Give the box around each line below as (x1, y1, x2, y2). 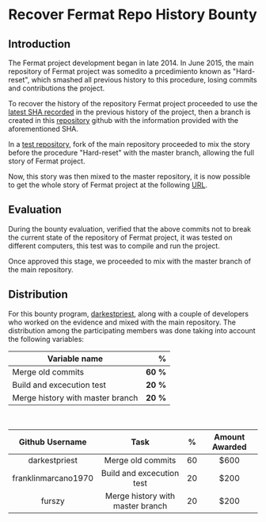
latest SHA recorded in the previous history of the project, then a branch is (8, 107, 251, 117)
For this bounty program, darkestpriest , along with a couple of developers (8, 309, 249, 318)
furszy (40, 495, 65, 506)
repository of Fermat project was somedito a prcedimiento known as (8, 67, 231, 76)
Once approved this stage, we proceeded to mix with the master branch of (8, 256, 252, 266)
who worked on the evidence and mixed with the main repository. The (8, 317, 236, 327)
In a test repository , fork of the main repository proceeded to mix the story (8, 140, 251, 148)
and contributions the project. (8, 83, 105, 93)
